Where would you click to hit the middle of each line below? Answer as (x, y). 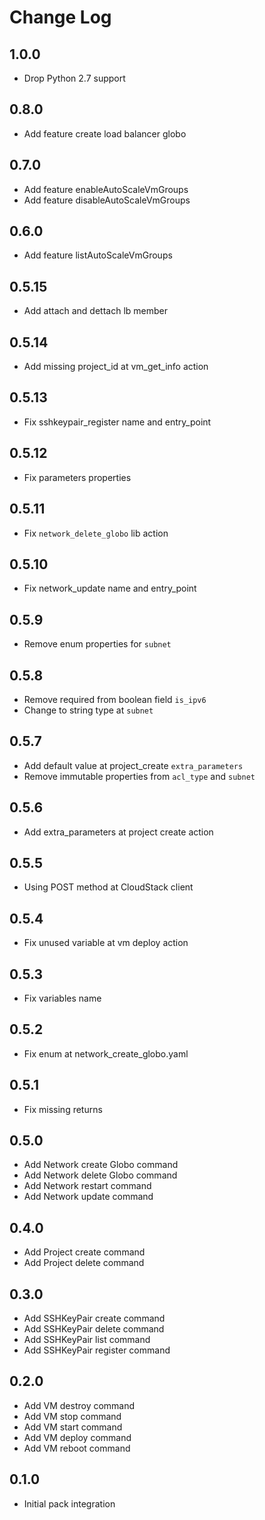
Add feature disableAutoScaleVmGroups (107, 200)
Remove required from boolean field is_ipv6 (115, 699)
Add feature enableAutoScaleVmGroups (106, 189)
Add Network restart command (87, 1186)
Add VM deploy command (77, 1437)
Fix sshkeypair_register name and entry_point (117, 422)
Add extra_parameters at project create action (118, 832)
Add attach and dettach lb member (95, 311)
